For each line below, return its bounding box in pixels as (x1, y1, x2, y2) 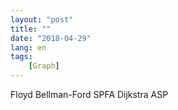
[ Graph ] (28, 61, 60, 71)
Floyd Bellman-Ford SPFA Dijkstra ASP (10, 89, 169, 100)
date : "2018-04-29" (10, 33, 92, 43)
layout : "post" (10, 14, 74, 25)
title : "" (10, 24, 52, 34)
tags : (10, 52, 33, 62)
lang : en (10, 42, 47, 53)
